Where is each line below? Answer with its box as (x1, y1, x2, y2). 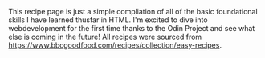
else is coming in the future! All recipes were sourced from (8, 32, 202, 41)
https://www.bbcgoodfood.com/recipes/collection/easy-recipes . (8, 41, 222, 50)
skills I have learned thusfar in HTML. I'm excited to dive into (8, 15, 208, 25)
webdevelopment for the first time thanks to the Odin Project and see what (8, 24, 255, 33)
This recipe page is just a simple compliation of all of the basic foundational (8, 7, 259, 16)
